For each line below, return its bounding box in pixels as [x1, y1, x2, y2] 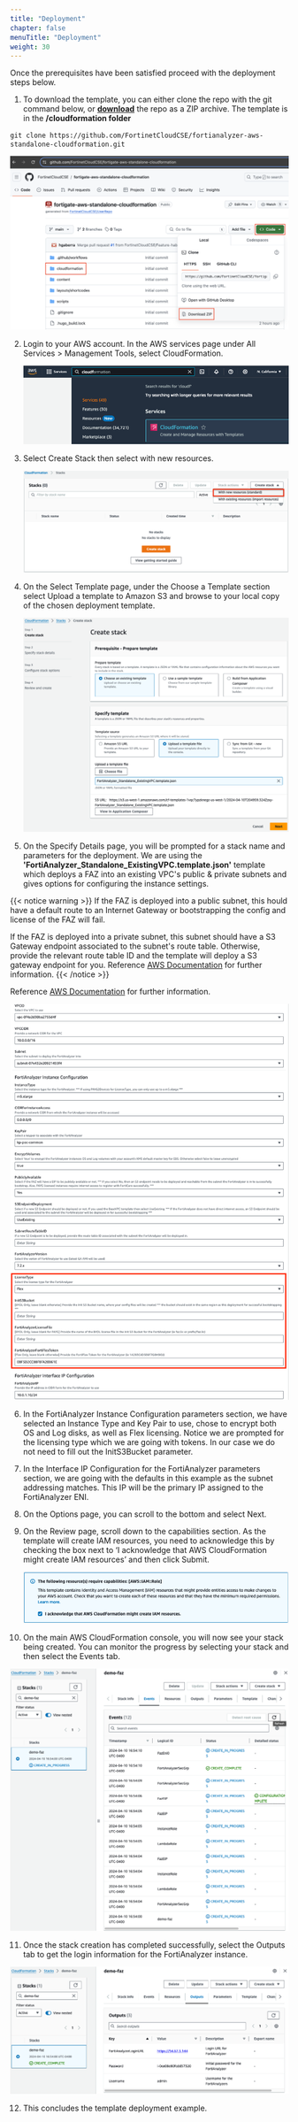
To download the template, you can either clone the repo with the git [22, 94, 272, 105]
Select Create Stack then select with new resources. [22, 452, 215, 464]
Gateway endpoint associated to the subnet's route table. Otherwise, [10, 941, 261, 951]
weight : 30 [10, 42, 50, 51]
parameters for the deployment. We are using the [22, 850, 202, 860]
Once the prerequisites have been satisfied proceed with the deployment [10, 67, 276, 79]
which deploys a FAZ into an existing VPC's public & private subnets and [22, 868, 287, 880]
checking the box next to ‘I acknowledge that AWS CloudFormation [22, 1544, 268, 1555]
